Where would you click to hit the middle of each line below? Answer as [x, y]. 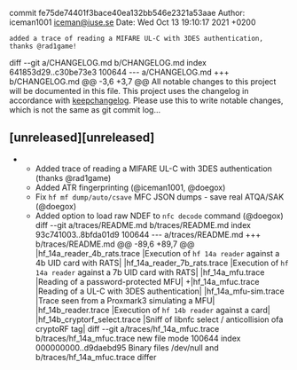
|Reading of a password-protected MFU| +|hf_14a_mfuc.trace [147, 281]
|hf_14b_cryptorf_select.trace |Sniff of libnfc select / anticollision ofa [159, 319]
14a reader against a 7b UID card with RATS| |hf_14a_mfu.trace [150, 272]
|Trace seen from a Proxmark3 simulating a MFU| [125, 300]
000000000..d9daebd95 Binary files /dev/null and [127, 347]
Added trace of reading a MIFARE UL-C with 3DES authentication [154, 169]
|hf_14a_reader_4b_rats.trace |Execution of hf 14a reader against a [157, 253]
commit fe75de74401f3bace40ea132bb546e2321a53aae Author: [127, 13]
